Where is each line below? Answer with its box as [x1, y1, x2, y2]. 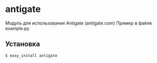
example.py [5, 25, 29, 31]
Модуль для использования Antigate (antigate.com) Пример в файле [5, 20, 152, 26]
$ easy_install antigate [5, 53, 58, 58]
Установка [5, 40, 40, 48]
